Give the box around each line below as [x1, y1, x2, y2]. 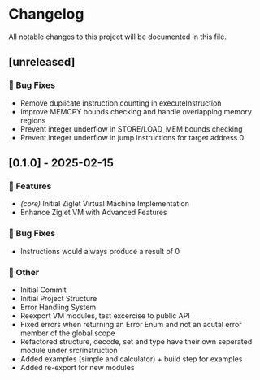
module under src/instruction [19, 345, 118, 355]
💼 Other [8, 266, 39, 278]
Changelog [8, 5, 84, 24]
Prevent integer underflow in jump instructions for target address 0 [19, 132, 245, 142]
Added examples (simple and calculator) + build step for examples [19, 354, 243, 364]
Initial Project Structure [19, 293, 97, 303]
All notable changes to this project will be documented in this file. [8, 32, 227, 41]
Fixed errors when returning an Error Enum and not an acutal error [19, 319, 242, 329]
